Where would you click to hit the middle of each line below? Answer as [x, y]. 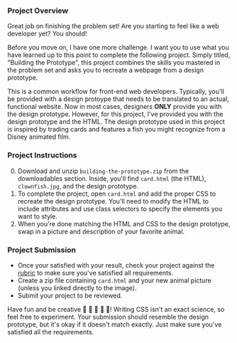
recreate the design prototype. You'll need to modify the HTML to [113, 201]
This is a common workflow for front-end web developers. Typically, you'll [116, 92]
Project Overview [38, 11]
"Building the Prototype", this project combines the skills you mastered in [114, 63]
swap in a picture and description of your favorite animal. [101, 231]
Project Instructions [42, 155]
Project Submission [42, 250]
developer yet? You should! [47, 33]
